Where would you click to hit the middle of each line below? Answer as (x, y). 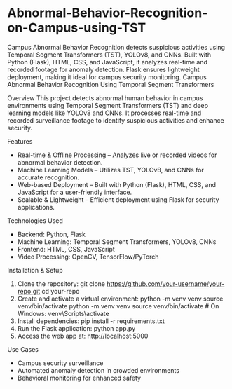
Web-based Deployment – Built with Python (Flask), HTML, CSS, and (116, 184)
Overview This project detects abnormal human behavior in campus (105, 98)
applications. (36, 207)
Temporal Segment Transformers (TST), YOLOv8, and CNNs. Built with (109, 55)
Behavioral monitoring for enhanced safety (79, 378)
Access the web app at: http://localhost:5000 (83, 336)
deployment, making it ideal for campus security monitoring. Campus (107, 77)
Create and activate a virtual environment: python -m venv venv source (120, 299)
